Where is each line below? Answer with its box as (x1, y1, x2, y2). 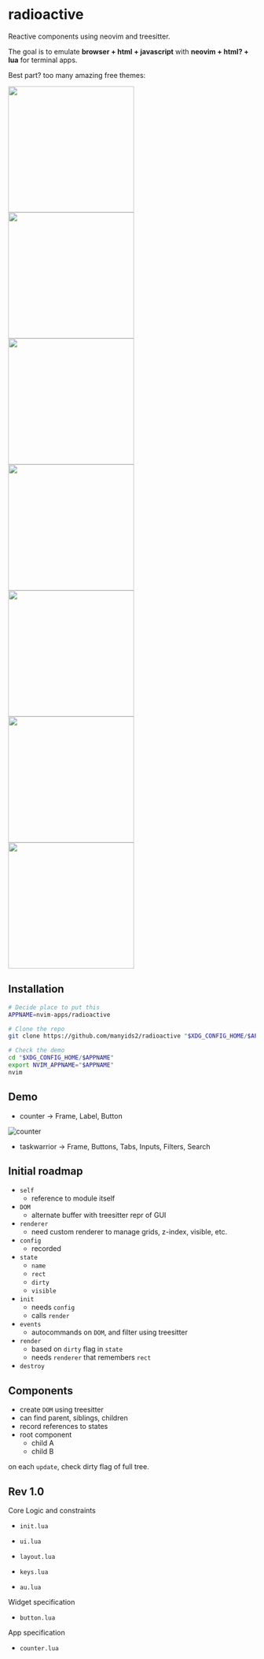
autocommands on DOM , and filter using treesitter (31, 1327, 189, 1337)
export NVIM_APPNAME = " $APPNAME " (8, 1061, 114, 1069)
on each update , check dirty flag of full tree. (8, 1462, 149, 1472)
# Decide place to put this (8, 1003, 101, 1011)
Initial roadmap (8, 1164, 84, 1178)
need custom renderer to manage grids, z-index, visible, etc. (31, 1227, 228, 1237)
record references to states (19, 1422, 108, 1431)
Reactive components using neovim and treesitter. (8, 32, 170, 41)
